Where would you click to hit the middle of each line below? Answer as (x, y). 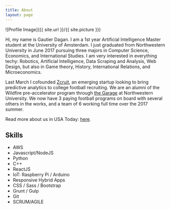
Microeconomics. (24, 72)
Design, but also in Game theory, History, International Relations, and (78, 67)
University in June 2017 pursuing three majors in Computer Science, (77, 50)
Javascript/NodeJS (33, 153)
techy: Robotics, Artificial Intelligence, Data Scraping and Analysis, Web (81, 61)
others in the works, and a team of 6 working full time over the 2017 (77, 103)
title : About (19, 10)
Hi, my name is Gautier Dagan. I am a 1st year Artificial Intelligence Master (83, 39)
